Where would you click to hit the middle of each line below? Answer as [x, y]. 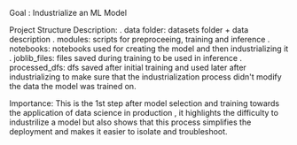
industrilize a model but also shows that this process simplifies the [130, 122]
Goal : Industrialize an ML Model [68, 13]
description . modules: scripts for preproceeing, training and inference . [140, 39]
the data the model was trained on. [73, 86]
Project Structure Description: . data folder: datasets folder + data [129, 30]
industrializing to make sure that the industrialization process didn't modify [145, 77]
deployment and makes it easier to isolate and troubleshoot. [118, 131]
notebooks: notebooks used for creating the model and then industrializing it [149, 49]
